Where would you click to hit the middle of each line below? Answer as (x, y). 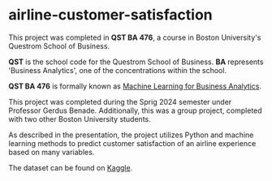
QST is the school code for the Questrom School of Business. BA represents (136, 62)
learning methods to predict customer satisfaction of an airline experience (132, 143)
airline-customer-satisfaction (110, 15)
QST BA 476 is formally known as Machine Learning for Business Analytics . (135, 86)
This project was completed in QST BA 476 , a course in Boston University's (135, 37)
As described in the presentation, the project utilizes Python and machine (131, 135)
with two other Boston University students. (80, 119)
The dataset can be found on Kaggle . (71, 167)
